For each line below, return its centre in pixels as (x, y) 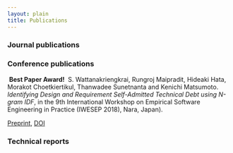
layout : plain (28, 14)
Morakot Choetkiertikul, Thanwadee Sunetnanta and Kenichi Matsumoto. (113, 87)
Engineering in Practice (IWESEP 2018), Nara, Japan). (85, 109)
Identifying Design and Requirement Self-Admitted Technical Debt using (112, 94)
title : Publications (38, 20)
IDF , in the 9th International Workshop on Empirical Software (112, 102)
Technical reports (38, 141)
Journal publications (43, 45)
